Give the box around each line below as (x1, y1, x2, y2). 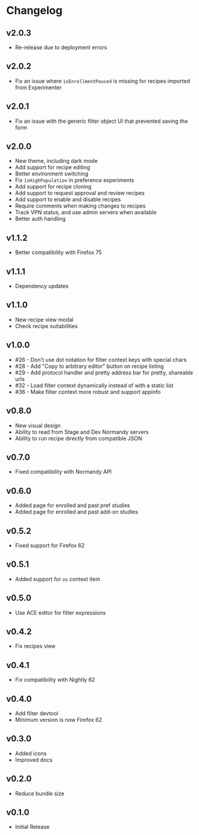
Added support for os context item (14, 575, 101, 583)
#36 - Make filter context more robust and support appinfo (14, 388, 161, 395)
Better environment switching (14, 170, 89, 177)
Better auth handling (14, 215, 66, 223)
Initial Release (14, 824, 50, 831)
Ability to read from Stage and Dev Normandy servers (14, 428, 149, 436)
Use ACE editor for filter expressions (14, 609, 106, 616)
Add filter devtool (14, 710, 58, 717)
